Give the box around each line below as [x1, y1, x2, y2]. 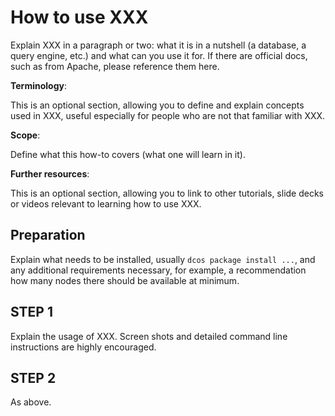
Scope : [10, 129, 41, 141]
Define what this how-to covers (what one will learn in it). [10, 148, 246, 160]
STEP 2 [10, 369, 57, 386]
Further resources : [10, 167, 90, 180]
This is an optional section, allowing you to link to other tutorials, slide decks [10, 187, 325, 199]
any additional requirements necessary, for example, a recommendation [10, 264, 307, 276]
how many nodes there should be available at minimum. [10, 274, 240, 286]
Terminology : [10, 79, 67, 91]
